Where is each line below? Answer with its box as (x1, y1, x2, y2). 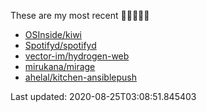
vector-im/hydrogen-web (24, 50, 130, 62)
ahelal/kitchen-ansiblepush (24, 71, 138, 83)
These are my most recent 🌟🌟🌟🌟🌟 (10, 10, 150, 21)
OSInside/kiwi (24, 29, 82, 40)
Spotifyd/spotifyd (24, 40, 97, 51)
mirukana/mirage (24, 61, 96, 72)
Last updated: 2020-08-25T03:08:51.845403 (10, 91, 197, 102)
